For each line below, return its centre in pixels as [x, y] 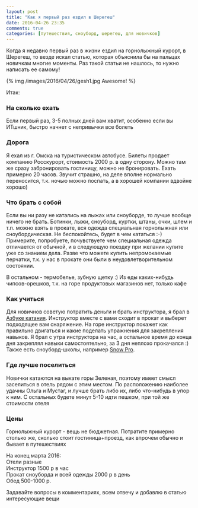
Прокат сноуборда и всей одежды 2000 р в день [68, 474]
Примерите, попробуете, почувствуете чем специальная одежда [89, 240]
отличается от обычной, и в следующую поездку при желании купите [95, 247]
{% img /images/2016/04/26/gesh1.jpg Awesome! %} [71, 81]
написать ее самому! [33, 69]
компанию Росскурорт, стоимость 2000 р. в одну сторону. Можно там [96, 161]
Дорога [18, 142]
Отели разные [24, 462]
